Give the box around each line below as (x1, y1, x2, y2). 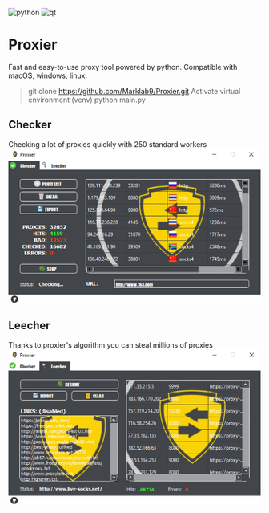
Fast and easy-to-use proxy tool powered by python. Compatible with (8, 62, 238, 71)
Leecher (8, 319, 50, 332)
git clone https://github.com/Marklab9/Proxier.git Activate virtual (27, 86, 241, 96)
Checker (8, 118, 52, 132)
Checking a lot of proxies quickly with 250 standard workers (8, 139, 207, 149)
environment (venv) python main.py (27, 95, 146, 104)
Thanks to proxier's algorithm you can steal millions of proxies (8, 340, 214, 349)
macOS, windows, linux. (8, 71, 88, 80)
